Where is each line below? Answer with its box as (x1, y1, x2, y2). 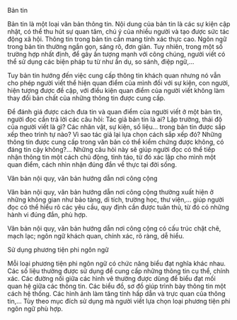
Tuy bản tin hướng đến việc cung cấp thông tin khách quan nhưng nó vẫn (7, 71, 221, 79)
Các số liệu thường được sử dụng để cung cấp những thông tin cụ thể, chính (7, 267, 230, 275)
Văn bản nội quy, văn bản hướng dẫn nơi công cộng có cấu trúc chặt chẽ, (7, 224, 221, 233)
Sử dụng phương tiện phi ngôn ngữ (7, 245, 109, 254)
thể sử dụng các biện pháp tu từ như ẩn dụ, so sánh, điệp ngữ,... (7, 57, 195, 66)
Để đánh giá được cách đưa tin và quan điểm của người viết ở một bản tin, (7, 108, 223, 116)
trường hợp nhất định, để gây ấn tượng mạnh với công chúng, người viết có (7, 50, 226, 58)
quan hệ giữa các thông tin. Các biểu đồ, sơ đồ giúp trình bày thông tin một (7, 282, 226, 290)
